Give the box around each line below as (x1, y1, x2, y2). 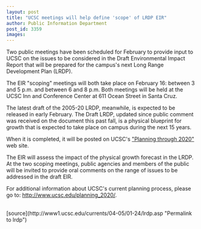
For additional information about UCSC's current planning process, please (6, 185, 191, 192)
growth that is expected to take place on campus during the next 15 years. (6, 124, 192, 131)
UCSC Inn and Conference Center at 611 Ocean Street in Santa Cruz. (6, 93, 178, 100)
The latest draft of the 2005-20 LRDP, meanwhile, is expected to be (6, 104, 175, 111)
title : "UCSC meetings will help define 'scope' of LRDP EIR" (6, 15, 167, 21)
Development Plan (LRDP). (6, 68, 73, 75)
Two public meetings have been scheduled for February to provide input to (6, 48, 193, 55)
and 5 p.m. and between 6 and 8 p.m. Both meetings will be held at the (6, 86, 183, 93)
